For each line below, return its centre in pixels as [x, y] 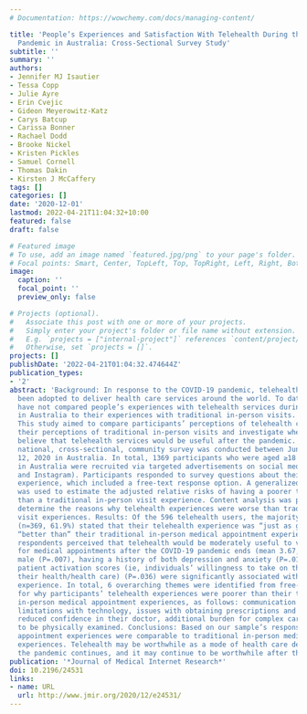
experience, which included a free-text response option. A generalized [159, 483]
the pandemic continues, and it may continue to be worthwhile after [153, 653]
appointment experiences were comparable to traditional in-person [149, 636]
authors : [26, 68]
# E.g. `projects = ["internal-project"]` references [118, 339]
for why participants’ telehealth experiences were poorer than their [155, 593]
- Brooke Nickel [40, 145]
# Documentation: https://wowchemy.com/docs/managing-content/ [132, 18]
